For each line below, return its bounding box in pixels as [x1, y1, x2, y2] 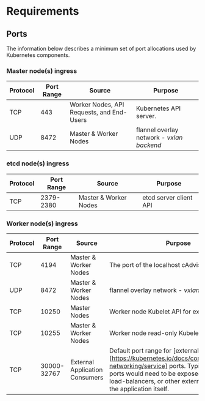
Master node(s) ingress [6, 66, 77, 75]
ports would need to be [109, 369, 176, 378]
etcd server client [142, 193, 193, 201]
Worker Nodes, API [70, 100, 124, 109]
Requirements [6, 4, 79, 18]
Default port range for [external [109, 346, 200, 354]
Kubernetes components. [6, 51, 70, 59]
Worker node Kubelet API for [109, 307, 191, 316]
